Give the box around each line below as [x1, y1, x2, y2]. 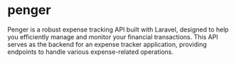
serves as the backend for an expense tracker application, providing [7, 40, 208, 48]
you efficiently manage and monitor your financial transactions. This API [7, 32, 218, 41]
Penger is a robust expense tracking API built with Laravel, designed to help [7, 25, 229, 34]
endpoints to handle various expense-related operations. [7, 48, 174, 56]
